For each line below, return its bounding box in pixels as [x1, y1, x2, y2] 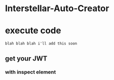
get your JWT [5, 54, 48, 63]
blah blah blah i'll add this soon [5, 41, 77, 46]
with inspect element [5, 69, 56, 76]
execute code [5, 25, 61, 36]
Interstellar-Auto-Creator [5, 3, 110, 14]
